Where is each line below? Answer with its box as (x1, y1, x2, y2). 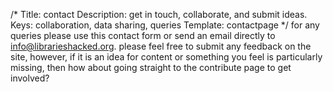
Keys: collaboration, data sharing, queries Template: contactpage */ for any (10, 19, 320, 31)
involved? (10, 72, 50, 84)
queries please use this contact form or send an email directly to (10, 30, 276, 41)
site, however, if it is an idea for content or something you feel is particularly (10, 51, 323, 63)
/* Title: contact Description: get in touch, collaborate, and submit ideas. (10, 9, 308, 20)
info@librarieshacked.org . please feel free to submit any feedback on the (10, 40, 312, 52)
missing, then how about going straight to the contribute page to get (10, 62, 292, 73)
